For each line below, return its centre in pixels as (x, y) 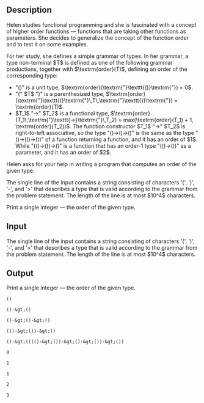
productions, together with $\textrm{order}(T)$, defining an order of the (97, 69)
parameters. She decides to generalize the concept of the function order (98, 38)
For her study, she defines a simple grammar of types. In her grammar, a (97, 56)
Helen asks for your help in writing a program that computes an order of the (101, 164)
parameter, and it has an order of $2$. (63, 152)
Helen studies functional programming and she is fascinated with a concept (101, 24)
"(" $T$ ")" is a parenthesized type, (60, 93)
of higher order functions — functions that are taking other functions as (96, 31)
